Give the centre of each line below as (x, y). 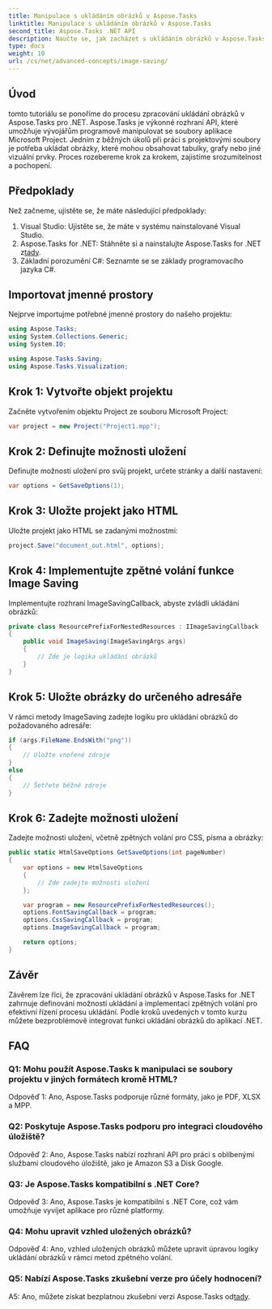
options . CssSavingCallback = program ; (88, 920)
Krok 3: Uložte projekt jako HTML (93, 511)
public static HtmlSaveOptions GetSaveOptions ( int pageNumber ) (117, 853)
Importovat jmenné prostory (81, 294)
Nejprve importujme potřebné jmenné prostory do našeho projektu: (120, 314)
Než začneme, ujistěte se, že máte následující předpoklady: (107, 210)
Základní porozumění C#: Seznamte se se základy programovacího (132, 261)
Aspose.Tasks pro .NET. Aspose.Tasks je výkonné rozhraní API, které (123, 122)
